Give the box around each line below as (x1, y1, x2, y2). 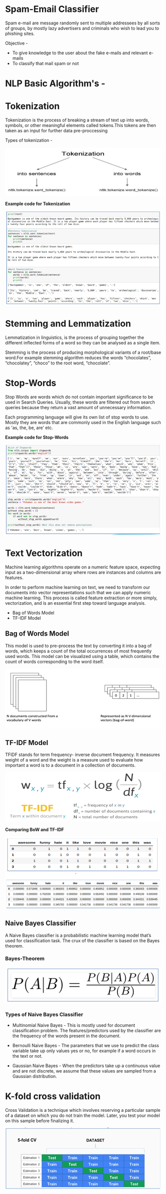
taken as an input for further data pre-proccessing (5, 128, 108, 134)
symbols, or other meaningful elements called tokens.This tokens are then (5, 122, 156, 128)
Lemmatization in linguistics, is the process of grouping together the (5, 334, 145, 340)
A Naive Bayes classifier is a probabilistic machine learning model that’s (5, 932, 152, 938)
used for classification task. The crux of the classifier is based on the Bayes (5, 937, 160, 944)
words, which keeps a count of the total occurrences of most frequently (5, 648, 152, 654)
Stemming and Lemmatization (5, 318, 131, 329)
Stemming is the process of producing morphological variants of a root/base (5, 349, 162, 355)
